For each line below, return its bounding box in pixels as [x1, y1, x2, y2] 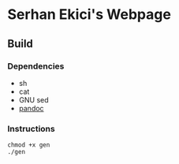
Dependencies [7, 61, 65, 72]
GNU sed [18, 95, 49, 104]
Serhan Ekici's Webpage [7, 6, 171, 24]
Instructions [7, 123, 56, 134]
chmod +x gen [7, 141, 50, 149]
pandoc [18, 103, 44, 113]
